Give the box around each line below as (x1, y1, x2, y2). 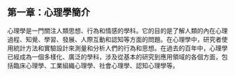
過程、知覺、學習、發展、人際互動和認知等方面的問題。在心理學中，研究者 (7, 35, 222, 43)
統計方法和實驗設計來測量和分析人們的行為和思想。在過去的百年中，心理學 (13, 44, 228, 52)
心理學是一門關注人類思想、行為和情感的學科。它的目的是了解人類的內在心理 (7, 26, 228, 35)
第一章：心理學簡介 (7, 6, 90, 19)
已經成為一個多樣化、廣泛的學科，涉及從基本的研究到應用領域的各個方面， (7, 52, 222, 61)
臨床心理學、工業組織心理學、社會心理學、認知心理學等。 (13, 61, 179, 70)
